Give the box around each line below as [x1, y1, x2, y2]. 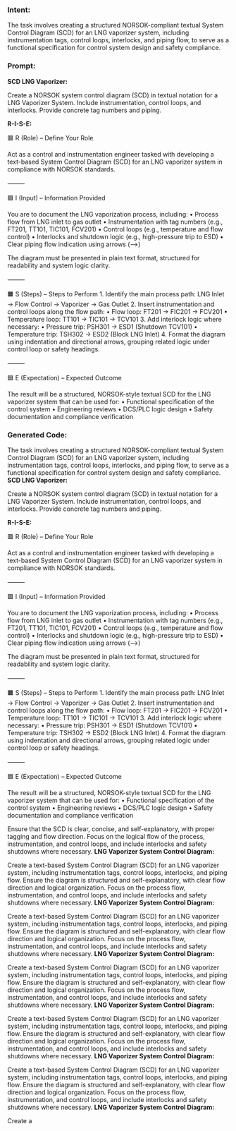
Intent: [7, 5, 30, 15]
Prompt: [7, 61, 36, 71]
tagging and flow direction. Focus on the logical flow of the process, [7, 832, 206, 840]
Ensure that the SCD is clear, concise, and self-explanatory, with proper [7, 824, 215, 833]
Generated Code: [7, 430, 68, 440]
